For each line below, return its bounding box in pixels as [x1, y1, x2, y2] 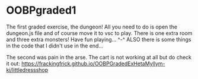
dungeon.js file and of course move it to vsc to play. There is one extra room [6, 29, 193, 36]
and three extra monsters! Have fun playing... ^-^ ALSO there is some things [6, 36, 191, 43]
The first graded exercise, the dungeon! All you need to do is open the [6, 23, 178, 30]
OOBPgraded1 [6, 4, 76, 17]
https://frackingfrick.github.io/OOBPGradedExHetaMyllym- [21, 60, 165, 67]
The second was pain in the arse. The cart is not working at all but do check [6, 53, 191, 61]
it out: [6, 60, 21, 67]
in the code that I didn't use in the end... [6, 42, 104, 49]
